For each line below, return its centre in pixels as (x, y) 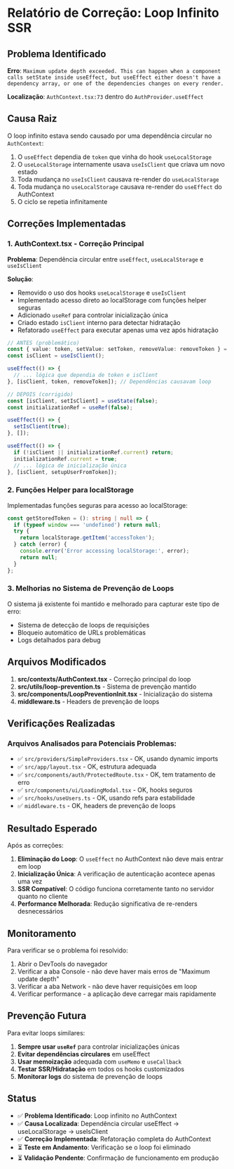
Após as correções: (36, 845)
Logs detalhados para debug (59, 640)
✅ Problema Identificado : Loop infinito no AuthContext (97, 1116)
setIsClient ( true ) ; (42, 427)
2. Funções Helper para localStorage (71, 490)
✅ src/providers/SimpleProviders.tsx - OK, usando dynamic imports (118, 759)
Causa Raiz (32, 119)
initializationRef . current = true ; (66, 459)
